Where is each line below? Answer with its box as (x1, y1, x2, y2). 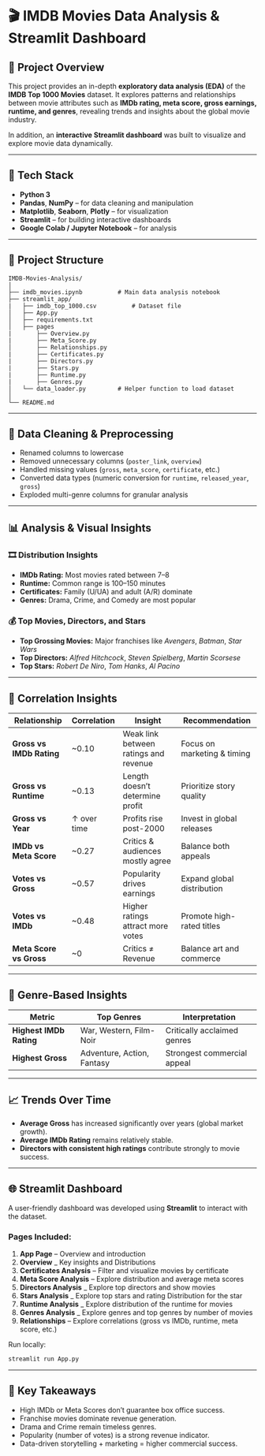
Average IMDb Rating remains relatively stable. (19, 1135, 174, 1145)
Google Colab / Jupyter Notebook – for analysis (19, 223, 177, 233)
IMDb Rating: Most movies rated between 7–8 (19, 570, 170, 580)
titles (202, 921, 221, 932)
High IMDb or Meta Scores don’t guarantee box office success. (19, 1405, 225, 1414)
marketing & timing (181, 748, 251, 759)
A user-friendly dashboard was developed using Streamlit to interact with (8, 1203, 248, 1212)
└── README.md (8, 398, 55, 407)
